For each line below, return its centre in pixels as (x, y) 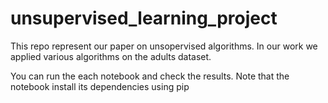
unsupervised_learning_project (144, 18)
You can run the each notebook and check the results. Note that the (150, 76)
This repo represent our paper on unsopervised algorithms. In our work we (164, 46)
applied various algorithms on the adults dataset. (111, 56)
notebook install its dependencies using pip (100, 86)
